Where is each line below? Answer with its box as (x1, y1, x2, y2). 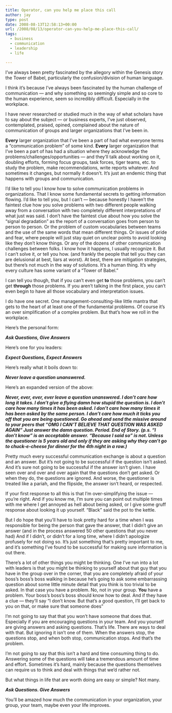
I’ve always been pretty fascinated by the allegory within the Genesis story (5, 69, 163, 75)
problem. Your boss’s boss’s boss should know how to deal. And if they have (5, 592, 167, 598)
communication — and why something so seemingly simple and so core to (5, 90, 163, 96)
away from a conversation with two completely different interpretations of (5, 207, 161, 213)
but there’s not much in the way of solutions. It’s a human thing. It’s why (5, 261, 157, 268)
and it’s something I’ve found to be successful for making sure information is (5, 544, 167, 550)
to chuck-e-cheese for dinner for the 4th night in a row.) (5, 443, 127, 449)
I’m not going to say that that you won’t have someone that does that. (5, 613, 152, 619)
